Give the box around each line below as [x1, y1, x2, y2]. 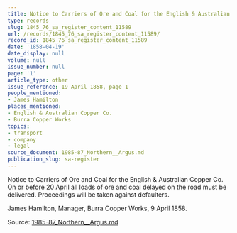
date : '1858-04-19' [7, 43, 65, 50]
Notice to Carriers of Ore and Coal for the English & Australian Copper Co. [7, 175, 224, 183]
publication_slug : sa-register [7, 156, 100, 163]
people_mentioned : [7, 90, 62, 97]
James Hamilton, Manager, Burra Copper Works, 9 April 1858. [7, 204, 188, 212]
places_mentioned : [7, 103, 62, 110]
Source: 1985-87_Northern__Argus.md [7, 217, 118, 226]
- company [7, 136, 37, 143]
